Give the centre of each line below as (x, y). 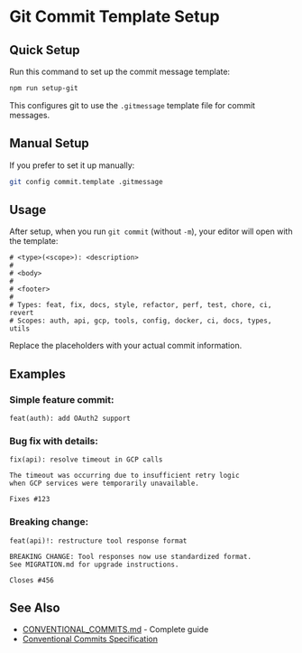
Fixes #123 (30, 499)
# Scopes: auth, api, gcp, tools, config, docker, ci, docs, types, (141, 321)
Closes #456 (32, 580)
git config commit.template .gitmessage (87, 182)
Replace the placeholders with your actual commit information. (126, 346)
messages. (30, 115)
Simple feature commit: (62, 399)
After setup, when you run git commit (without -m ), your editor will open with (151, 231)
